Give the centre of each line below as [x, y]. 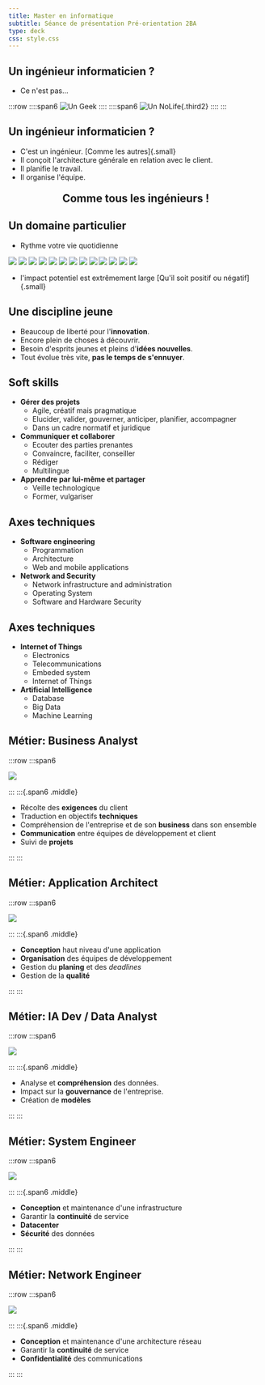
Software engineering [57, 542]
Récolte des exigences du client [74, 807]
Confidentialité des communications [81, 1358]
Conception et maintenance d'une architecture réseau [111, 1341]
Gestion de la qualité [55, 975]
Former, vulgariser [63, 497]
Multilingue [51, 471]
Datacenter [39, 1225]
